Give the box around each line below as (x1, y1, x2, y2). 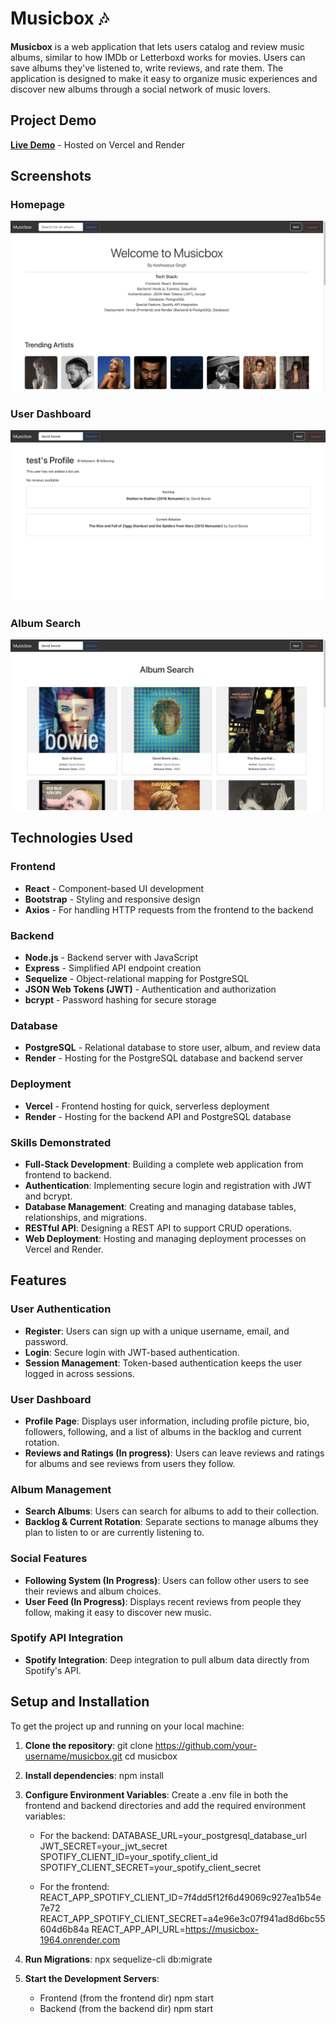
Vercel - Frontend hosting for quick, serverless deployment (24, 1100, 270, 1112)
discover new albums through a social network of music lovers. (10, 83, 271, 95)
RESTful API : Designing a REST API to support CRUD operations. (24, 1222, 293, 1234)
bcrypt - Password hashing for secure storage (24, 994, 217, 1006)
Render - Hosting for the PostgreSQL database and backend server (24, 1052, 304, 1064)
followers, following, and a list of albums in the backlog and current (24, 1425, 302, 1437)
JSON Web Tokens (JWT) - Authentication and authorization (24, 983, 277, 996)
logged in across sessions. (24, 1367, 135, 1379)
